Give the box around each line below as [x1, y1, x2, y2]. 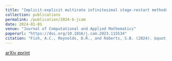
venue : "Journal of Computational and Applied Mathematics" [5, 26, 137, 32]
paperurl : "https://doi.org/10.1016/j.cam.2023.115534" [5, 31, 127, 36]
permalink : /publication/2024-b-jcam [5, 17, 86, 22]
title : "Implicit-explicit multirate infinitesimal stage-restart [5, 7, 150, 13]
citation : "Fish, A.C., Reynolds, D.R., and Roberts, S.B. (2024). [5, 36, 153, 41]
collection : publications [5, 12, 60, 17]
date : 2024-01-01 [5, 21, 42, 27]
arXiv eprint [5, 49, 30, 56]
